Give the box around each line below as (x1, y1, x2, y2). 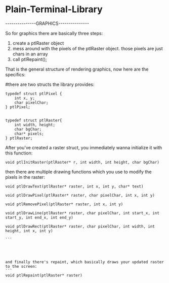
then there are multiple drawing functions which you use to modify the (5, 169, 152, 175)
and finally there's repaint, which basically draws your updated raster (5, 259, 164, 265)
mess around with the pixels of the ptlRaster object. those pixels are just (12, 45, 163, 51)
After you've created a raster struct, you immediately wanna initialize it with (5, 144, 162, 150)
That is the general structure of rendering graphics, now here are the (5, 66, 149, 72)
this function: (5, 150, 33, 156)
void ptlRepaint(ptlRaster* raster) (5, 273, 82, 278)
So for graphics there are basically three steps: (5, 30, 103, 36)
